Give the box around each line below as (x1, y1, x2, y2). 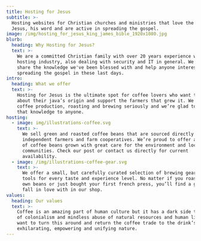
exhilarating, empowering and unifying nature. (17, 225, 138, 231)
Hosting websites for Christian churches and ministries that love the (11, 20, 194, 26)
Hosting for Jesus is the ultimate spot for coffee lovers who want (17, 92, 191, 98)
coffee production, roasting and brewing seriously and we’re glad (17, 103, 188, 109)
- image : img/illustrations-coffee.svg (11, 120, 111, 126)
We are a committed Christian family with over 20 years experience (17, 53, 191, 59)
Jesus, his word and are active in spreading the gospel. (11, 25, 160, 32)
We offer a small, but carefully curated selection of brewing (22, 170, 184, 176)
